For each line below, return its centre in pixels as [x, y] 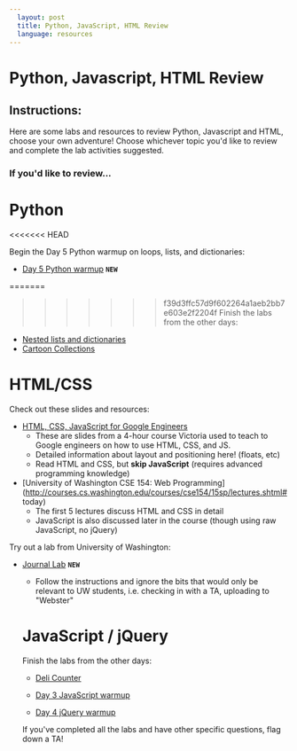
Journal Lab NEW [51, 565]
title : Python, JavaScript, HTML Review [93, 26]
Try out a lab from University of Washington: [90, 547]
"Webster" [54, 600]
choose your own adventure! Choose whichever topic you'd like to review [143, 141]
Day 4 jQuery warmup [75, 712]
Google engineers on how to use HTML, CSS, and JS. [133, 445]
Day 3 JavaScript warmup [82, 695]
